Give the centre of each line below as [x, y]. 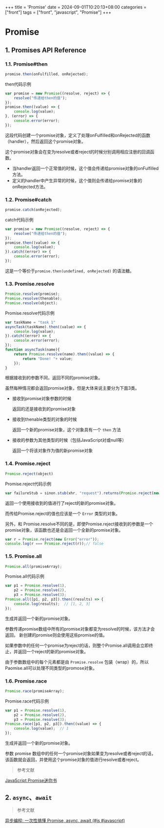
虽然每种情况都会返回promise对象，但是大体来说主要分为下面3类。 [72, 388]
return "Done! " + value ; [48, 359]
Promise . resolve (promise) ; [32, 294]
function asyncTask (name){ [32, 350]
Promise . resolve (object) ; [31, 303]
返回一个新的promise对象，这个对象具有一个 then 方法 [66, 430]
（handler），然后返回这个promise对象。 [46, 141]
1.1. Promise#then [26, 64]
